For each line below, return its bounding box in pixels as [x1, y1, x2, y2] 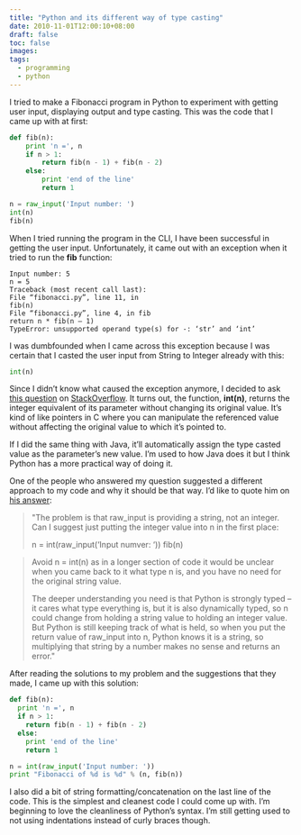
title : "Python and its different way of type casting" [9, 13, 223, 23]
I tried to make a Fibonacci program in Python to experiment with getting [9, 96, 278, 107]
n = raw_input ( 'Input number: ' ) [9, 199, 135, 208]
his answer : [9, 495, 52, 505]
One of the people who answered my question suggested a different [9, 476, 263, 486]
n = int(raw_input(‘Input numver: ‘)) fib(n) [31, 540, 184, 550]
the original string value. [31, 576, 122, 586]
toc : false [9, 38, 50, 48]
